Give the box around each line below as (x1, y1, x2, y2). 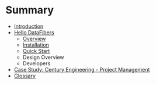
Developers (22, 59, 51, 67)
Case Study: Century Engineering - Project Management (13, 66, 150, 73)
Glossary (13, 72, 36, 79)
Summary (5, 3, 54, 17)
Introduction (13, 23, 44, 30)
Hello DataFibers (13, 29, 55, 36)
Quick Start (22, 47, 50, 54)
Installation (22, 41, 49, 48)
